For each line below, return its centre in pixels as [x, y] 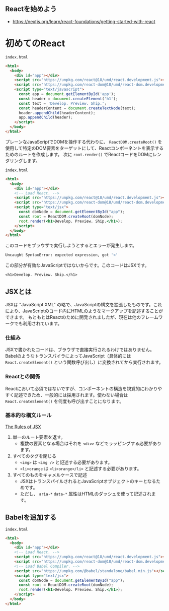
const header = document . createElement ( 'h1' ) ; [68, 99]
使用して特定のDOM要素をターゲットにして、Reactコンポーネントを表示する [84, 148]
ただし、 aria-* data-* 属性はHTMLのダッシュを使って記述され [86, 494]
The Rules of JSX [23, 427]
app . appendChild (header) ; [46, 117]
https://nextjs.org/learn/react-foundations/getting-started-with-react [84, 21]
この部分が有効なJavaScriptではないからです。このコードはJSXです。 [77, 265]
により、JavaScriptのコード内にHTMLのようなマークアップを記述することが [84, 311]
